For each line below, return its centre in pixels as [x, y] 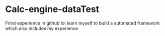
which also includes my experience [42, 28]
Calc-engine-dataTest [52, 9]
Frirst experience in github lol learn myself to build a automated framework [82, 23]
